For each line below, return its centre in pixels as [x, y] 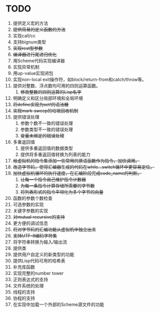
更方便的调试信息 [30, 223]
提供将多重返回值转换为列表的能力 [55, 154]
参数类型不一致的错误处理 [47, 129]
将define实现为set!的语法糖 [41, 104]
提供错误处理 [26, 117]
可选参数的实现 [28, 204]
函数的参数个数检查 [33, 198]
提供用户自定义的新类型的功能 [43, 254]
